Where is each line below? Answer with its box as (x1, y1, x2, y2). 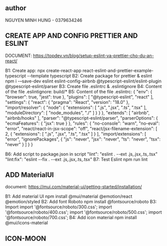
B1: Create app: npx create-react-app (5, 67, 82, 74)
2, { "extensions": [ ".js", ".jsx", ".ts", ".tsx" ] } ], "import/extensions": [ (5, 131, 147, 137)
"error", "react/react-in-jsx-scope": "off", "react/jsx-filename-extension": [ (5, 125, 158, 131)
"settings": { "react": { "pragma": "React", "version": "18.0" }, (5, 99, 130, 105)
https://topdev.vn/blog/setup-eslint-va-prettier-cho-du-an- (33, 52, 154, 59)
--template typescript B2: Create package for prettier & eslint (27, 73, 153, 79)
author (5, 4, 26, 12)
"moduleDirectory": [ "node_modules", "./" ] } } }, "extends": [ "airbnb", (5, 109, 150, 116)
